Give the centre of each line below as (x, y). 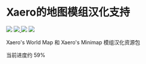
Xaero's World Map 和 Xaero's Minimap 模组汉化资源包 (73, 42)
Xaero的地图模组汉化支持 (68, 12)
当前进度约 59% (26, 55)
